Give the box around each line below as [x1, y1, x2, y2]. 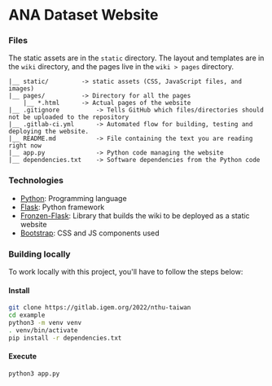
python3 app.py [8, 369, 60, 378]
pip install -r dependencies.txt [8, 334, 122, 342]
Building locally [8, 248, 71, 260]
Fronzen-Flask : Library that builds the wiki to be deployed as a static [20, 210, 250, 221]
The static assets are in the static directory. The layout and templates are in [8, 53, 265, 63]
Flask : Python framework [20, 202, 105, 212]
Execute [8, 352, 37, 362]
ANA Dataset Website [8, 6, 159, 24]
